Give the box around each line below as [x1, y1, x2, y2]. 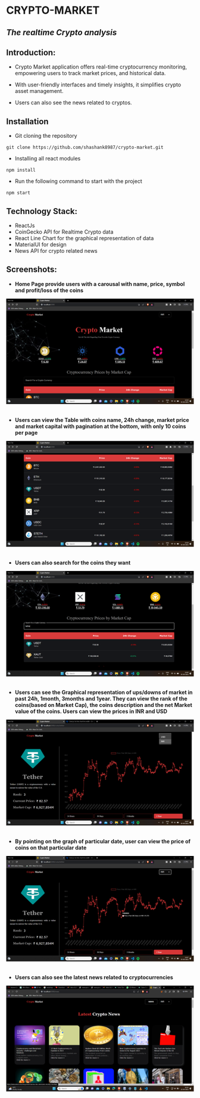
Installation [6, 116, 49, 126]
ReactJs [14, 222, 35, 229]
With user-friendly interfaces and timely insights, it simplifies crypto [14, 81, 182, 88]
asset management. [14, 88, 64, 95]
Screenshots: [6, 265, 58, 275]
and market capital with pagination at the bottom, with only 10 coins [14, 423, 186, 430]
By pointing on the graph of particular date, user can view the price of [14, 838, 191, 845]
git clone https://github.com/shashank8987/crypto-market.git [6, 144, 164, 151]
